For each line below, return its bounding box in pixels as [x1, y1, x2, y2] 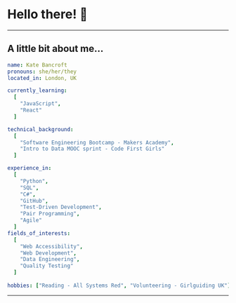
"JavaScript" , [20, 100, 61, 107]
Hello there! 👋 [7, 6, 88, 22]
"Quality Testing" [20, 262, 74, 269]
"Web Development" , [20, 249, 77, 257]
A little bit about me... [7, 43, 104, 55]
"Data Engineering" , [20, 256, 80, 263]
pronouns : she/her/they [7, 68, 77, 75]
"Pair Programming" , [20, 210, 80, 217]
